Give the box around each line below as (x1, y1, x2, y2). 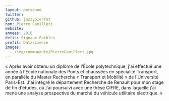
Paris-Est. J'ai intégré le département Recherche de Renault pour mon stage (5, 79, 164, 85)
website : (5, 26, 24, 31)
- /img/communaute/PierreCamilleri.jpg (10, 49, 94, 54)
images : (5, 45, 22, 50)
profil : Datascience (5, 40, 49, 45)
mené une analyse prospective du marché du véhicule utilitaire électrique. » (5, 90, 163, 96)
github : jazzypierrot (5, 17, 51, 22)
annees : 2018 (5, 31, 33, 36)
